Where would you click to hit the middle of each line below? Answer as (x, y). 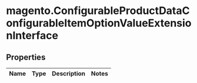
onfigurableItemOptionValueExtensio (99, 23)
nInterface (32, 36)
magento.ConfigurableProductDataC (98, 11)
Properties (26, 57)
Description (69, 73)
